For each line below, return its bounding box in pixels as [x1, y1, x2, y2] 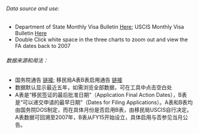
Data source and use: [6, 5, 60, 12]
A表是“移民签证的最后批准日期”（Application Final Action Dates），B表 [14, 92, 187, 99]
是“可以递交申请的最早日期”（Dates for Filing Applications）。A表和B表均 [14, 99, 193, 106]
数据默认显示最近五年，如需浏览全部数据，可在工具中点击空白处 [14, 84, 172, 91]
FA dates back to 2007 [14, 42, 71, 50]
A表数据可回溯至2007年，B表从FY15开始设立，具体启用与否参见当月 [14, 114, 183, 121]
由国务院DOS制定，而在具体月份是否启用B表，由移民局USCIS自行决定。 [14, 106, 192, 114]
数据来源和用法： [6, 57, 48, 64]
